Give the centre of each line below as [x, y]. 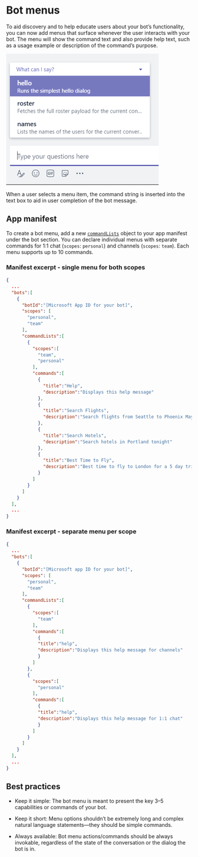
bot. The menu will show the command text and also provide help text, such [98, 39]
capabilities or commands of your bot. [61, 807]
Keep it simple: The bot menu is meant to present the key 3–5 [89, 801]
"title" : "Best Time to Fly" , [79, 460]
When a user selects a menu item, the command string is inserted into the [96, 194]
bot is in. [25, 849]
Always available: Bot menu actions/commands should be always [94, 836]
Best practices [33, 787]
